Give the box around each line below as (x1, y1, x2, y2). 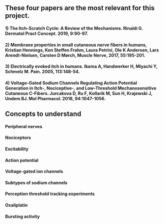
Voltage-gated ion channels (5, 168, 63, 174)
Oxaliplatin (5, 202, 28, 208)
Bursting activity (5, 213, 40, 219)
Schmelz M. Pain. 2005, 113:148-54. (5, 69, 80, 75)
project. (5, 12, 30, 20)
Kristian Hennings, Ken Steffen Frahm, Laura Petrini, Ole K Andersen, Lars (5, 47, 159, 53)
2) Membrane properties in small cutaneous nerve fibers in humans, (5, 42, 147, 48)
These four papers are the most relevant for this (5, 4, 155, 12)
